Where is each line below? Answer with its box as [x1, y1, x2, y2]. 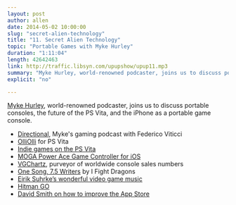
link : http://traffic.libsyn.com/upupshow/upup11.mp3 [7, 63, 169, 70]
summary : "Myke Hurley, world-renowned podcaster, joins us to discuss [7, 69, 221, 76]
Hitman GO [17, 182, 50, 191]
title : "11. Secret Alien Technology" [7, 37, 121, 44]
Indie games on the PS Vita [17, 145, 96, 154]
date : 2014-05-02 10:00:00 [7, 23, 86, 30]
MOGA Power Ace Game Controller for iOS [17, 152, 141, 161]
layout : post [7, 10, 46, 18]
